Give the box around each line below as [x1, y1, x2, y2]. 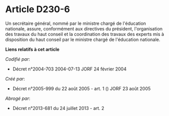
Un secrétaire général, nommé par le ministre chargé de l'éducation [5, 20, 146, 26]
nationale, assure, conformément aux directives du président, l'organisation [5, 25, 163, 31]
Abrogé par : [5, 95, 30, 101]
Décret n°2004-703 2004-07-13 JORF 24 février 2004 [12, 66, 126, 72]
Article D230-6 [5, 4, 70, 15]
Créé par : [5, 75, 25, 82]
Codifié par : [5, 56, 30, 62]
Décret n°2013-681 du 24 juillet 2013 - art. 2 [12, 105, 105, 111]
